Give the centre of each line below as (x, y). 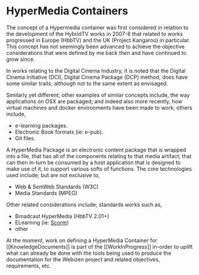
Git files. (25, 138)
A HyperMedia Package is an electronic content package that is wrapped (96, 150)
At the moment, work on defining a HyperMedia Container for (82, 240)
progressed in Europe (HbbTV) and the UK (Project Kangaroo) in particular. (98, 40)
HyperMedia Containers (67, 11)
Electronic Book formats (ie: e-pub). (59, 132)
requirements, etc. (29, 265)
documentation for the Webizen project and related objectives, (83, 259)
